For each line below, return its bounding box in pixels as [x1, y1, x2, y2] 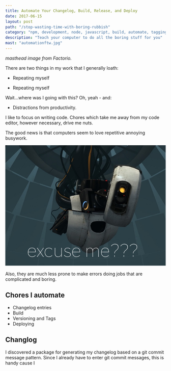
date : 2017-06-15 [5, 13, 42, 19]
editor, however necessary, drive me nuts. [5, 120, 93, 126]
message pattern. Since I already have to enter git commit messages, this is [5, 354, 164, 360]
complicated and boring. [5, 276, 57, 282]
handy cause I [5, 360, 35, 366]
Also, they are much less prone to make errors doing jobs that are [5, 271, 142, 277]
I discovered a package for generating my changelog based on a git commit [5, 349, 164, 355]
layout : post [5, 19, 33, 24]
